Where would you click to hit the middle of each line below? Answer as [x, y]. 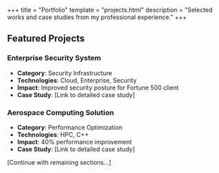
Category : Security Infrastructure [65, 73]
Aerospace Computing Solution [61, 112]
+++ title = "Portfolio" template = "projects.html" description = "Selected [110, 10]
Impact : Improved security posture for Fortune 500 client [98, 88]
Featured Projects [46, 39]
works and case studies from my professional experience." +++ [97, 17]
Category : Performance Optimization [70, 127]
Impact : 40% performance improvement [74, 142]
